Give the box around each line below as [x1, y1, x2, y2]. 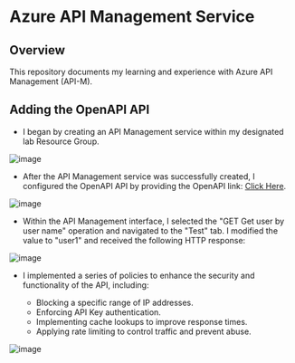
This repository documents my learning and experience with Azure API [9, 66, 273, 77]
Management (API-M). [9, 76, 93, 87]
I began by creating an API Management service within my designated [22, 126, 284, 137]
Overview [9, 43, 66, 58]
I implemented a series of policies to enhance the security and [22, 270, 255, 281]
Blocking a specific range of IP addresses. [35, 297, 195, 308]
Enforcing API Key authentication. [35, 306, 161, 318]
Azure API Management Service [9, 6, 255, 27]
